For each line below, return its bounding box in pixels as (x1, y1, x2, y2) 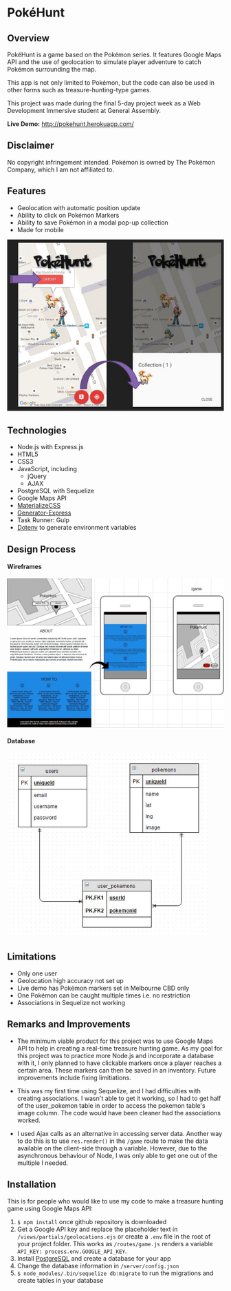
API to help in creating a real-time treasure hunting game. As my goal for (16, 1044, 223, 1052)
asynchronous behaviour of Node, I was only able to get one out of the (16, 1151, 218, 1159)
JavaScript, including (16, 465, 78, 473)
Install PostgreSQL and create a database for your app (16, 1254, 171, 1262)
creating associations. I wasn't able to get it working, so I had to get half (16, 1094, 221, 1102)
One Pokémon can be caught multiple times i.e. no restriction (16, 991, 190, 1000)
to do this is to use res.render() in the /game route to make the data (16, 1137, 208, 1145)
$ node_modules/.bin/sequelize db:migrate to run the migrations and (16, 1269, 214, 1277)
